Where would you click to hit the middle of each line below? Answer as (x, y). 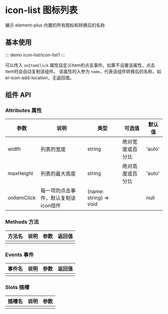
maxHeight (20, 173)
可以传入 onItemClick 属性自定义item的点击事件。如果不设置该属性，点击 (80, 65)
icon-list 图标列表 (41, 10)
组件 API (18, 95)
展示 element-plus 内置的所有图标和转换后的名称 (55, 25)
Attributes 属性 (23, 111)
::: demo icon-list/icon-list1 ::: (35, 55)
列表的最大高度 (58, 174)
